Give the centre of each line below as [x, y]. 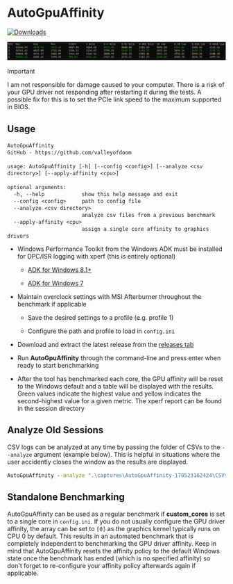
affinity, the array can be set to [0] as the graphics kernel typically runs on [114, 528]
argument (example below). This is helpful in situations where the [127, 454]
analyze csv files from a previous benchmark [148, 216]
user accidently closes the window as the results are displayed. [98, 462]
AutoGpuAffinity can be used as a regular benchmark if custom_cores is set [116, 514]
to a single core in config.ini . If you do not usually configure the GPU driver [116, 521]
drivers [18, 236]
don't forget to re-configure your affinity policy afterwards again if [102, 565]
